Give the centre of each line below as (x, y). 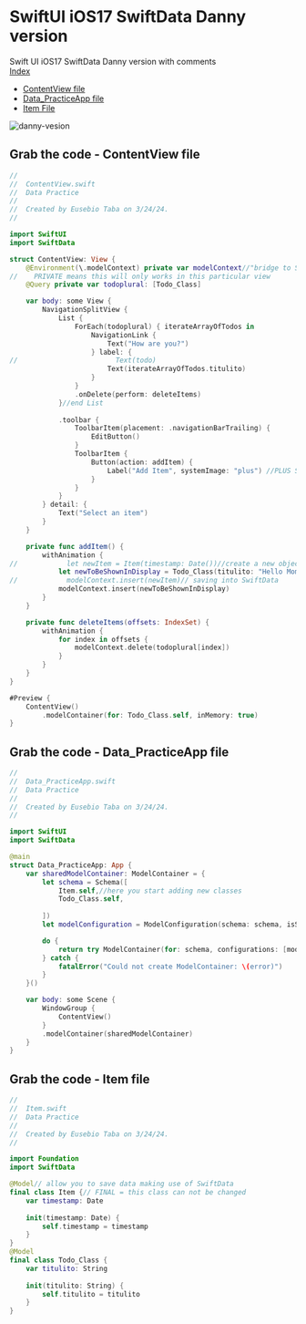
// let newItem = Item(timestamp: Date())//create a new (142, 564)
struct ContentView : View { (63, 259)
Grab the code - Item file (80, 1079)
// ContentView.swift (52, 184)
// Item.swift (38, 1109)
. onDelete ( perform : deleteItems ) (138, 394)
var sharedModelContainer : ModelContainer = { (116, 874)
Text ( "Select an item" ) (103, 513)
